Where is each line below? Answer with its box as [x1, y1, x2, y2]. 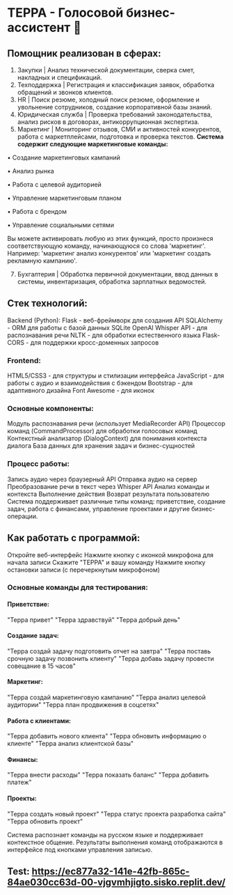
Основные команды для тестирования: [7, 583, 148, 593]
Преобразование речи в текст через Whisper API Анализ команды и [7, 482, 210, 490]
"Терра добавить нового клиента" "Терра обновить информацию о [7, 732, 207, 740]
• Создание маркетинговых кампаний [7, 153, 120, 162]
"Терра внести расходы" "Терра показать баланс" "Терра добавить [7, 771, 209, 779]
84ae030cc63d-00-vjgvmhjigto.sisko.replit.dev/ [7, 876, 226, 889]
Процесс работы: [7, 459, 70, 469]
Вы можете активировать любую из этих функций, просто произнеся [7, 235, 214, 242]
